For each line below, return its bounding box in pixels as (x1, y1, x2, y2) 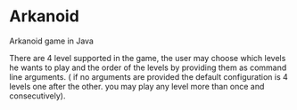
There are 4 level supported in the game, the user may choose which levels (9, 52, 286, 63)
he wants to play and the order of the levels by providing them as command (9, 62, 287, 73)
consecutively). (9, 90, 66, 101)
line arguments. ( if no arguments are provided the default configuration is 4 (9, 71, 288, 82)
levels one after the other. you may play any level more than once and (9, 81, 265, 91)
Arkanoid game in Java (9, 35, 94, 46)
